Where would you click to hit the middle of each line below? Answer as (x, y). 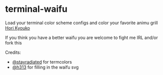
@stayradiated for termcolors (42, 62)
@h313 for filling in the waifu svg (45, 67)
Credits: (13, 52)
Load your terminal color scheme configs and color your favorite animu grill (81, 23)
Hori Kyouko (18, 28)
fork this (14, 42)
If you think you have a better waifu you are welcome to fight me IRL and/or (81, 37)
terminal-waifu (36, 9)
